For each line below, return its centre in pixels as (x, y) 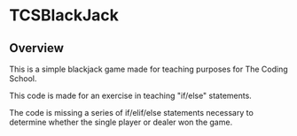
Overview (37, 48)
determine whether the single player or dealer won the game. (121, 122)
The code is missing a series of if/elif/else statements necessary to (132, 113)
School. (23, 79)
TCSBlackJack (64, 15)
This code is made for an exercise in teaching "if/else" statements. (131, 95)
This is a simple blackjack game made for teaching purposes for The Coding (148, 69)
